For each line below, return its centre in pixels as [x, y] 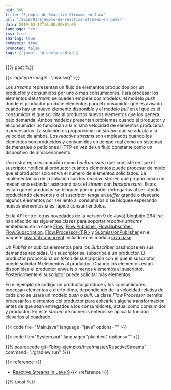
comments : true [21, 43]
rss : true [16, 34]
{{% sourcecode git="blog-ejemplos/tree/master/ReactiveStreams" [76, 347]
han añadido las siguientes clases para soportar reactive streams [74, 221]
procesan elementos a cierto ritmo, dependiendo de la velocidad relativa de [84, 290]
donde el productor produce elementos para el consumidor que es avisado [84, 103]
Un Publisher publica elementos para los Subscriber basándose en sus [79, 247]
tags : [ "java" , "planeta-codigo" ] [42, 53]
